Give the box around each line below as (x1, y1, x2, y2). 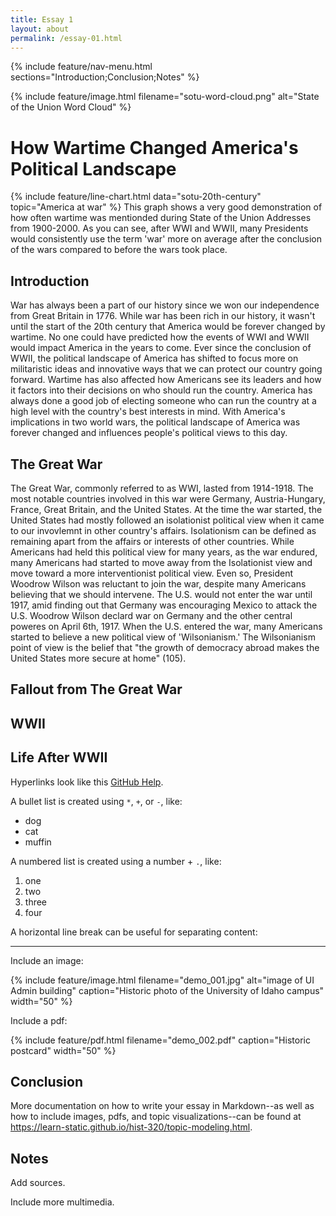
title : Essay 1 (10, 14, 74, 25)
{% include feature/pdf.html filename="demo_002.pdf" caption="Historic (10, 1034, 311, 1046)
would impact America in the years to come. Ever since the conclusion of (10, 342, 312, 354)
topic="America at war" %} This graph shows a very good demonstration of (10, 201, 323, 213)
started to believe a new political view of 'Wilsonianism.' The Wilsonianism (10, 631, 316, 643)
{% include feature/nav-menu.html (10, 61, 153, 73)
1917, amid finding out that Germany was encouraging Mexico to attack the (10, 599, 318, 611)
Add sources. (10, 1177, 66, 1189)
